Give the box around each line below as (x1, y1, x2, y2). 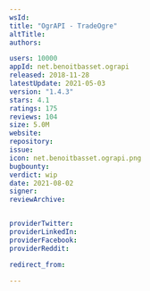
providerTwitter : (9, 220, 74, 229)
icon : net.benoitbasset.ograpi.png (9, 154, 142, 162)
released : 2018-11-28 (9, 71, 90, 80)
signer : (9, 187, 38, 196)
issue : (9, 145, 34, 154)
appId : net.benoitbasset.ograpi (9, 62, 129, 71)
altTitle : (9, 29, 46, 38)
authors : (9, 37, 42, 47)
